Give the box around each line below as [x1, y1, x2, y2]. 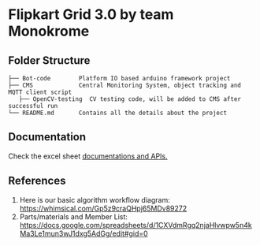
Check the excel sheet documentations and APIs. [8, 151, 168, 161]
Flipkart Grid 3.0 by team [8, 6, 174, 24]
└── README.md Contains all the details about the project [8, 109, 227, 117]
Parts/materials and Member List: [19, 211, 128, 222]
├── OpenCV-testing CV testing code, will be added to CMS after [18, 95, 242, 103]
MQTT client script [8, 88, 72, 96]
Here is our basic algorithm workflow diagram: [19, 195, 171, 204]
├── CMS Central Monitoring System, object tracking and [8, 81, 242, 89]
